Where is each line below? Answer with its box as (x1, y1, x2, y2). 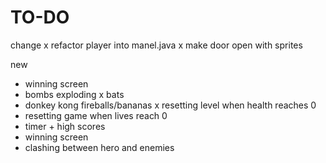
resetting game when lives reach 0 (24, 109, 168, 121)
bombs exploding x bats (24, 88, 125, 100)
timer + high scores (24, 120, 106, 132)
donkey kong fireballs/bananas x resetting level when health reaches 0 (24, 99, 317, 111)
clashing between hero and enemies (24, 141, 175, 153)
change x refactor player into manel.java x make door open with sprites (10, 39, 303, 51)
